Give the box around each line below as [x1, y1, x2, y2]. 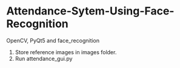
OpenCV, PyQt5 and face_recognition [6, 37, 100, 44]
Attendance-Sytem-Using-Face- [6, 4, 175, 18]
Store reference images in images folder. [15, 48, 117, 55]
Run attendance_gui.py [15, 55, 73, 62]
